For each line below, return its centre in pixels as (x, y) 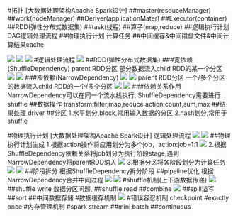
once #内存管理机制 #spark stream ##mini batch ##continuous (99, 207)
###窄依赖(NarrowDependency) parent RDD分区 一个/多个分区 (125, 77)
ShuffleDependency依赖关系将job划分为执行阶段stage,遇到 (93, 153)
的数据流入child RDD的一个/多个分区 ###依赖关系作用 (95, 86)
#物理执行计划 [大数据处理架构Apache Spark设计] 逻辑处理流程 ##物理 (119, 136)
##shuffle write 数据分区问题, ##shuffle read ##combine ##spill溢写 (111, 189)
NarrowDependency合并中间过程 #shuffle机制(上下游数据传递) (107, 180)
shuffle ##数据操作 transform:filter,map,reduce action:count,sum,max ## (113, 104)
